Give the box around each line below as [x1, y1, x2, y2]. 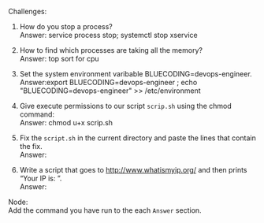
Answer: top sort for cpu [19, 54, 100, 63]
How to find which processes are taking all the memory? [19, 46, 203, 54]
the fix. [19, 142, 43, 151]
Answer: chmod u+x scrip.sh [19, 118, 113, 127]
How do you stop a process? [19, 22, 113, 31]
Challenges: [8, 7, 47, 16]
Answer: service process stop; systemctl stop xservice [19, 31, 199, 39]
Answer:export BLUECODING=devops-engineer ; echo [19, 78, 198, 87]
